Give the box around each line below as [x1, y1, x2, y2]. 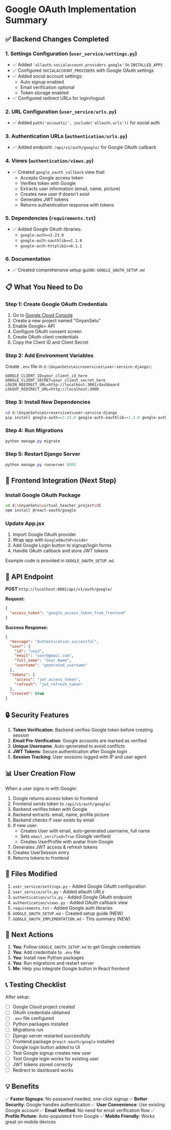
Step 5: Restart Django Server [5, 450, 80, 457]
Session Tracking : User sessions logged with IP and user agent [12, 754, 147, 760]
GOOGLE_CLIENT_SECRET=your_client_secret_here [5, 378, 106, 383]
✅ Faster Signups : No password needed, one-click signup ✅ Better [5, 1095, 148, 1102]
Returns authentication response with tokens [20, 201, 115, 208]
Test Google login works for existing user [12, 1056, 99, 1062]
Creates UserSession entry [12, 849, 70, 855]
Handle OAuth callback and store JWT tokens [12, 548, 108, 554]
